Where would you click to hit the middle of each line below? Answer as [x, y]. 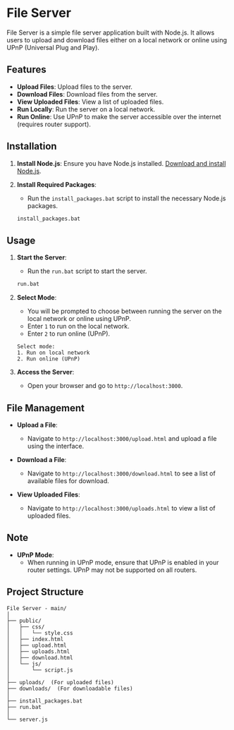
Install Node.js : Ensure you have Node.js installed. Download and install [121, 163]
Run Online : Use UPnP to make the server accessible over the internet [119, 116]
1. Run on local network [53, 353]
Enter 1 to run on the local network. [78, 327]
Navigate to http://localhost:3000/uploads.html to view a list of [121, 508]
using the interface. [56, 446]
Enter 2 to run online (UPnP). [69, 334]
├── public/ [24, 621]
